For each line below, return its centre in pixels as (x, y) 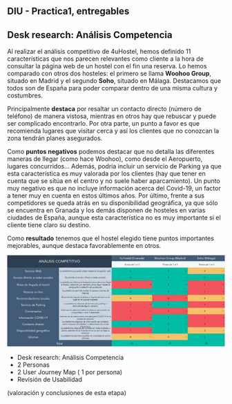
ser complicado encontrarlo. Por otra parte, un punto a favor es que (104, 124)
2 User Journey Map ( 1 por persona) (70, 372)
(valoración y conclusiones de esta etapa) (67, 392)
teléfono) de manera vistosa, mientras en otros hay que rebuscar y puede (112, 116)
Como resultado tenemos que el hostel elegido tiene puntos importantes (110, 238)
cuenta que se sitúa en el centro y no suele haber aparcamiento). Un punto (114, 181)
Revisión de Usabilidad (50, 379)
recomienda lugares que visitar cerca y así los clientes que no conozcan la (113, 131)
